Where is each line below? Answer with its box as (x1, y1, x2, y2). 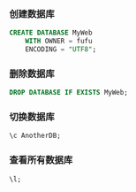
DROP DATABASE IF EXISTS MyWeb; (9, 88, 128, 97)
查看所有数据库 (9, 154, 73, 166)
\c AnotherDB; (9, 131, 62, 141)
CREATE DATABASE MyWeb (9, 28, 93, 37)
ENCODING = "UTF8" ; (25, 45, 97, 54)
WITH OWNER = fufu (25, 37, 93, 46)
